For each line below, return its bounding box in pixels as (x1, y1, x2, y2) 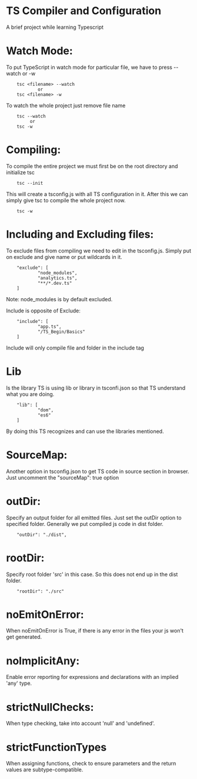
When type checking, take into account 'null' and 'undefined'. (6, 720, 155, 727)
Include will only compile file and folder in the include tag (6, 344, 144, 351)
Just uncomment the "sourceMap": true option (6, 474, 119, 481)
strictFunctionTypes (6, 740, 107, 754)
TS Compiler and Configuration (6, 4, 162, 18)
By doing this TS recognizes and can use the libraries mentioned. (6, 428, 164, 435)
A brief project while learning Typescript (6, 24, 104, 31)
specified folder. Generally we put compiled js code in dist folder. (6, 520, 163, 527)
